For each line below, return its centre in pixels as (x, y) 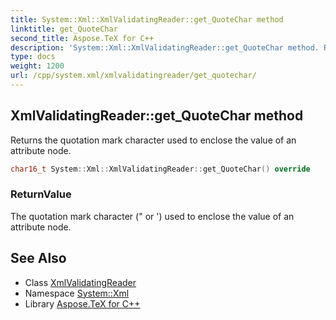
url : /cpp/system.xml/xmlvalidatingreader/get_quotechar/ (133, 76)
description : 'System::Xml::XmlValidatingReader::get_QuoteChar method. (165, 47)
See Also (38, 258)
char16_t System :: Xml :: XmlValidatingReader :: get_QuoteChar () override (160, 169)
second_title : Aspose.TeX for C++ (82, 38)
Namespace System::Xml (77, 293)
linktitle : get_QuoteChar (64, 29)
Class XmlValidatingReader (80, 282)
